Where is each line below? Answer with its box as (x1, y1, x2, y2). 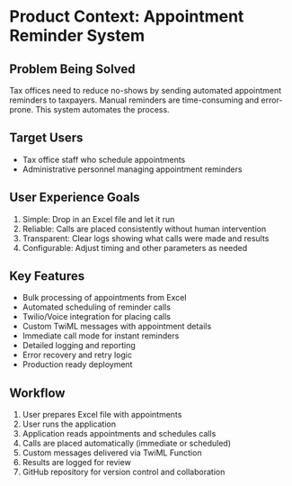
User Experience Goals (9, 190, 141, 205)
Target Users (9, 130, 84, 146)
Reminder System (9, 25, 146, 46)
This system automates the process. (35, 104, 170, 114)
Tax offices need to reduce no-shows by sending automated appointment (9, 85, 282, 95)
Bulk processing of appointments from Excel (22, 292, 187, 303)
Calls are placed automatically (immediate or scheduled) (22, 438, 232, 449)
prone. (9, 104, 34, 114)
